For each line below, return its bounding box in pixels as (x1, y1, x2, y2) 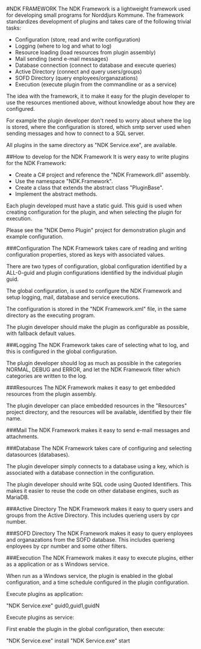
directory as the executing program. (6, 312, 95, 319)
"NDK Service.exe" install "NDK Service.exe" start (6, 637, 131, 644)
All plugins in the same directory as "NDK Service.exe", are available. (6, 142, 178, 148)
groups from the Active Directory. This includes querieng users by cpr (6, 512, 180, 519)
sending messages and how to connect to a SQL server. (6, 130, 145, 137)
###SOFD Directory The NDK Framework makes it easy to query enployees (6, 530, 193, 537)
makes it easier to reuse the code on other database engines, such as (6, 488, 179, 494)
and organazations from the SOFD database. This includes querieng (6, 536, 175, 543)
